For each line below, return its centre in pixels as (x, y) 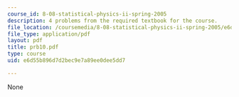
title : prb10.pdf (33, 47)
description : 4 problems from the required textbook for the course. (113, 21)
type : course (27, 54)
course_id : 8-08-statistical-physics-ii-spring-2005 (87, 14)
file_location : (30, 27)
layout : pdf (25, 41)
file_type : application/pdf (49, 34)
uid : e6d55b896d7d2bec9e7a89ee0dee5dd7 (67, 61)
